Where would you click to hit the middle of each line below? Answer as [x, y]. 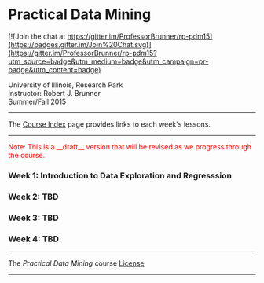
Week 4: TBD [33, 239]
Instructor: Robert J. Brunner [54, 93]
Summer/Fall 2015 [37, 101]
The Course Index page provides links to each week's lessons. [109, 124]
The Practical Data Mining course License [76, 263]
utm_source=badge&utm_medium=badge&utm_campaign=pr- [108, 61]
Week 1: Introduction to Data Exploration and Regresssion [120, 175]
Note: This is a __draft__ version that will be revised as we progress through [130, 146]
